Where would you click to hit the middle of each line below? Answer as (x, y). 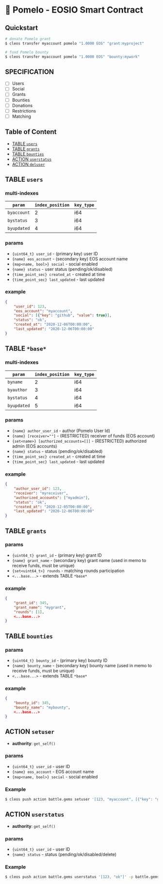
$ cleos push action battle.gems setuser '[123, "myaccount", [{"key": (79, 800)
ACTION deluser (28, 164)
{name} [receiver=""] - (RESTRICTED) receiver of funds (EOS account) (83, 435)
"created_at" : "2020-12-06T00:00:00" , (53, 324)
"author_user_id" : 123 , (38, 489)
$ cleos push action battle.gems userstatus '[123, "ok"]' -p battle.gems (82, 877)
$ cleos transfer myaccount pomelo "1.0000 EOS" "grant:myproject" (75, 43)
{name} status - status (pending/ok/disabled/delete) (64, 854)
